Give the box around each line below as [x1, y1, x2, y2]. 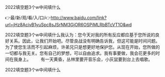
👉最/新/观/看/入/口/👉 [5, 15, 51, 21]
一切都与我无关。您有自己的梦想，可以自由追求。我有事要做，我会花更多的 [5, 51, 156, 56]
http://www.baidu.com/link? [51, 15, 107, 21]
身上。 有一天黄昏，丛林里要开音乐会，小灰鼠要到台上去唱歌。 [18, 56, 153, 62]
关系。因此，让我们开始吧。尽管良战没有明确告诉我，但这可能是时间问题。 [9, 38, 160, 44]
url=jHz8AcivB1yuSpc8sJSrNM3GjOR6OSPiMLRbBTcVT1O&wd [5, 22, 132, 27]
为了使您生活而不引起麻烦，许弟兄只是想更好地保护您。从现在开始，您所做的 [5, 44, 160, 50]
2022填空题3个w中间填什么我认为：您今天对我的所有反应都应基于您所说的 [5, 32, 156, 38]
